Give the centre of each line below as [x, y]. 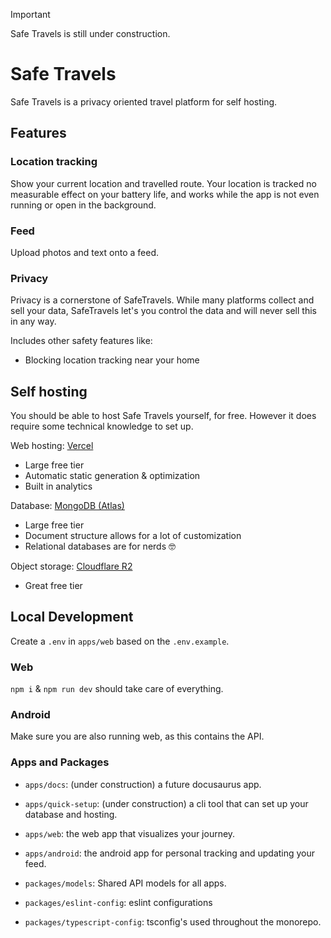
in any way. [33, 321]
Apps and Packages [60, 762]
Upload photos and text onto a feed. [85, 252]
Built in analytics [58, 486]
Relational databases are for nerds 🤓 [100, 546]
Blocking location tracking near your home [112, 360]
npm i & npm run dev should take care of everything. [117, 689]
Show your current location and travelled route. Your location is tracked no [163, 183]
